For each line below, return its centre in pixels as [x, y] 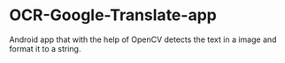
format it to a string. [45, 48]
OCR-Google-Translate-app [113, 15]
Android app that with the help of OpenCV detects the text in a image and [143, 39]
